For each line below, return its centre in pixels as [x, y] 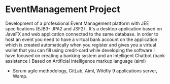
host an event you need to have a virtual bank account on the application [81, 39]
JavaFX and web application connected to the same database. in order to [82, 34]
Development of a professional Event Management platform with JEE [77, 23]
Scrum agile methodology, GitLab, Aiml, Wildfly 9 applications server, [85, 71]
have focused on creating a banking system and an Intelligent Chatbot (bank [85, 55]
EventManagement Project [63, 9]
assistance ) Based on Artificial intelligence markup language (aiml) [76, 61]
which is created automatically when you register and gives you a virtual [81, 45]
